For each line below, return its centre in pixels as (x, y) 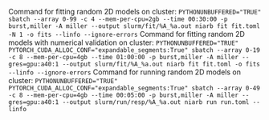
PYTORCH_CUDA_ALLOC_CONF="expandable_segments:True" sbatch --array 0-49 (134, 88)
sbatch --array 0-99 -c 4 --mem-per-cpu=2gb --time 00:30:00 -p (118, 19)
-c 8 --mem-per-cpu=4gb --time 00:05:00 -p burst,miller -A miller (124, 95)
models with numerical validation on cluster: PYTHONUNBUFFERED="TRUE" (124, 42)
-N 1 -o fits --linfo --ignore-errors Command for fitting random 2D (126, 34)
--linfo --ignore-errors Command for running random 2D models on (124, 72)
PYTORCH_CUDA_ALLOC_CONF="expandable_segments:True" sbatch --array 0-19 (134, 50)
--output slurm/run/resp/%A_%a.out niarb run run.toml (156, 102)
